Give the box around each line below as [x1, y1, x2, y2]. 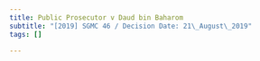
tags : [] [9, 30, 42, 39]
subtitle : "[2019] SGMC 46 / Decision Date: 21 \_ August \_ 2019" [9, 22, 253, 30]
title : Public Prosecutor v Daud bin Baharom [9, 13, 183, 22]
